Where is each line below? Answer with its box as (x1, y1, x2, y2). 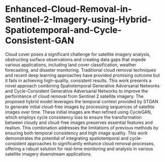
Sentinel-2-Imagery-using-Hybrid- (5, 14, 152, 25)
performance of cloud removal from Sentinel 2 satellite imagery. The (5, 93, 144, 99)
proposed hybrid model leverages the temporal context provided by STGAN (5, 98, 159, 104)
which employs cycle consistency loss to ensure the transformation (5, 114, 142, 120)
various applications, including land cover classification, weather (5, 62, 136, 68)
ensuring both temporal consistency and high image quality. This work (5, 130, 148, 136)
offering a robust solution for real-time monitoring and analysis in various (5, 146, 154, 152)
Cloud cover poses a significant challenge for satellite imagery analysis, (5, 51, 151, 57)
